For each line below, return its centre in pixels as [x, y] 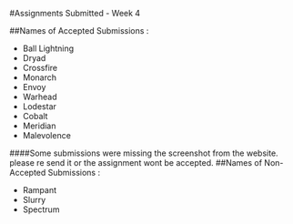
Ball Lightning [48, 48]
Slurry [34, 200]
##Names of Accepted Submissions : [79, 31]
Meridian [39, 126]
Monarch [40, 77]
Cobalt [35, 116]
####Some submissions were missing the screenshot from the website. [144, 153]
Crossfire [40, 68]
